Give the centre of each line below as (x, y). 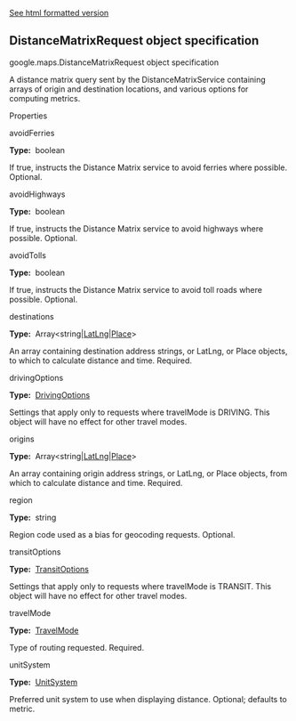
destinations (32, 316)
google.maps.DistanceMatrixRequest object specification (114, 62)
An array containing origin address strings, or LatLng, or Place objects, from (148, 473)
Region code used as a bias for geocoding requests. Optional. (122, 534)
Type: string (33, 517)
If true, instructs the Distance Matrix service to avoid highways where (136, 228)
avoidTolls (28, 255)
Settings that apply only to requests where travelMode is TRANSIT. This (140, 586)
